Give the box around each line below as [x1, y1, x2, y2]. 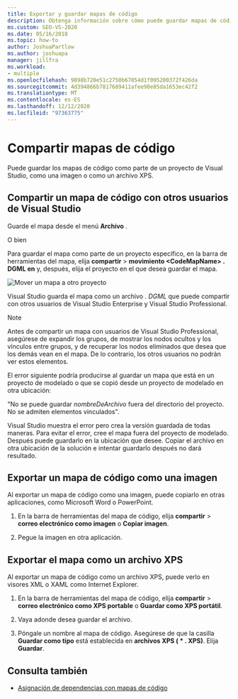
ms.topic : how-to [7, 37, 59, 44]
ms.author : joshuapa [7, 50, 69, 58]
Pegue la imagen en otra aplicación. [17, 533, 123, 542]
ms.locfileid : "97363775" [7, 109, 84, 116]
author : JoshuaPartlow [7, 43, 74, 50]
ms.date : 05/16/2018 [7, 30, 69, 38]
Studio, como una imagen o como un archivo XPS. [7, 171, 154, 180]
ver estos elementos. [7, 357, 69, 366]
